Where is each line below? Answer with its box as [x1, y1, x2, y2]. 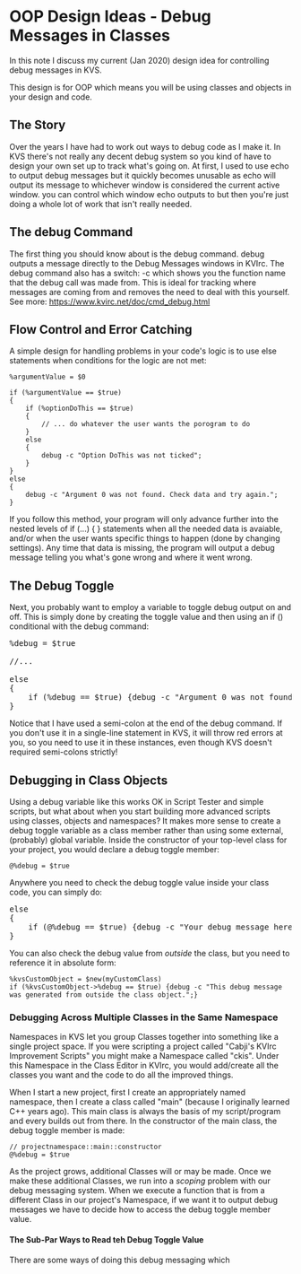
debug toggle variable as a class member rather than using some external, [9, 825, 284, 835]
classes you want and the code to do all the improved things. [9, 1069, 234, 1080]
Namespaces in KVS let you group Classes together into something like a [9, 1032, 279, 1043]
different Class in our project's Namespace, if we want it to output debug [9, 1195, 279, 1206]
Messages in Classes [9, 25, 170, 46]
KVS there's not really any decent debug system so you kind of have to [9, 151, 271, 161]
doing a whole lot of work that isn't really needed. [9, 198, 193, 209]
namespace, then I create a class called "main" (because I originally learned [9, 1096, 290, 1107]
